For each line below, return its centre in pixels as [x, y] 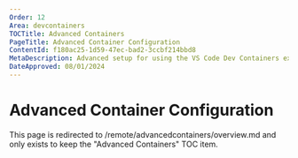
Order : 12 [27, 17]
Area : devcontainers [47, 26]
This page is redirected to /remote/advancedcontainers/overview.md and [143, 134]
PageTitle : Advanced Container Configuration [94, 42]
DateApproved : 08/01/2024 [57, 67]
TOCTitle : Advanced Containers [67, 34]
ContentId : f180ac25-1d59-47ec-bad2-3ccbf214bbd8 [103, 50]
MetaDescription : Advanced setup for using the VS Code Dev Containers [144, 58]
